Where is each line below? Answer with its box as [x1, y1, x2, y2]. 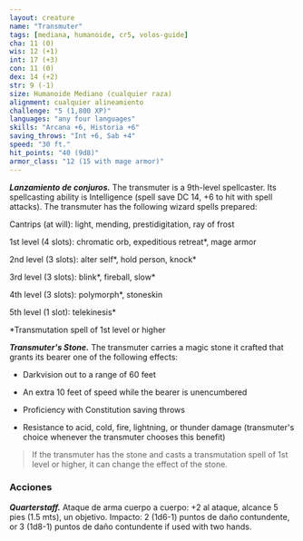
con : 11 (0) [9, 64, 54, 74]
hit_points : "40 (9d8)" [9, 148, 100, 157]
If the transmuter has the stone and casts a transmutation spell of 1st [31, 448, 288, 459]
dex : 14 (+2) [9, 73, 59, 82]
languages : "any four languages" [9, 114, 136, 123]
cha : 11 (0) [9, 38, 54, 48]
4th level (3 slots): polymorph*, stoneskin [9, 289, 163, 300]
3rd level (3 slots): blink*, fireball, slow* [9, 271, 156, 282]
